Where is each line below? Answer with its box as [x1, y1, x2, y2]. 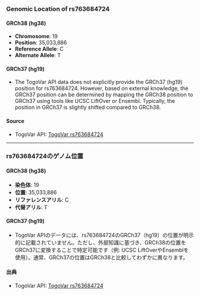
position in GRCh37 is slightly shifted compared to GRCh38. [14, 103, 161, 111]
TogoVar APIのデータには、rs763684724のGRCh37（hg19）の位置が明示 [14, 231, 194, 238]
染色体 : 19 [14, 181, 40, 189]
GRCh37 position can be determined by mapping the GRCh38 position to [14, 91, 193, 98]
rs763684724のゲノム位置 [6, 152, 83, 161]
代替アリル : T [14, 203, 48, 211]
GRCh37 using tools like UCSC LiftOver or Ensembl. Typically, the [14, 98, 176, 105]
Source [6, 117, 25, 124]
